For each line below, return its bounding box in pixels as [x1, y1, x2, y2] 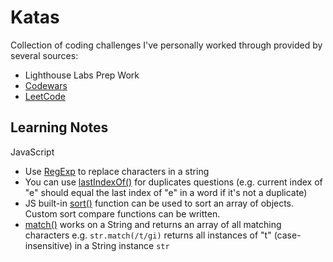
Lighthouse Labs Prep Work [24, 69, 140, 81]
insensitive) [24, 239, 73, 251]
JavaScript [10, 146, 55, 158]
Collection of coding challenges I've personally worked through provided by [10, 39, 323, 51]
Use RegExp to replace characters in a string [24, 165, 210, 177]
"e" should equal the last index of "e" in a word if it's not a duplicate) [24, 186, 308, 198]
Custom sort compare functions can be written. [24, 207, 221, 220]
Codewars [24, 79, 68, 91]
